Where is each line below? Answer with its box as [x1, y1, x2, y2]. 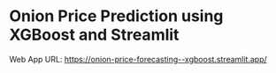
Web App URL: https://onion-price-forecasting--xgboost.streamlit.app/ [9, 54, 267, 64]
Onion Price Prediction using [9, 6, 224, 26]
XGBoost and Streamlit [9, 25, 180, 45]
